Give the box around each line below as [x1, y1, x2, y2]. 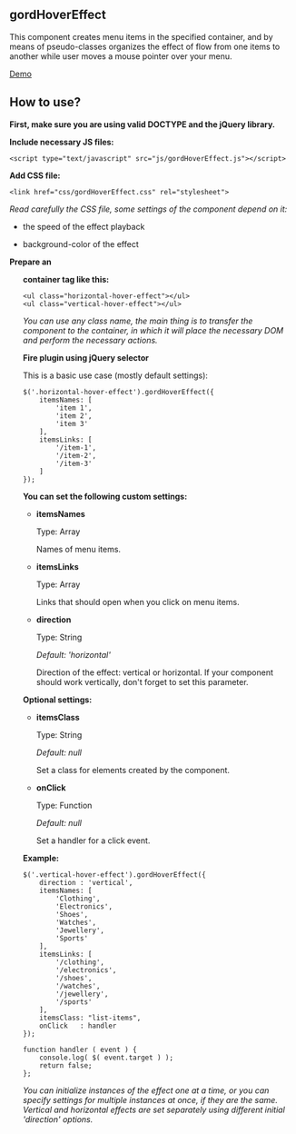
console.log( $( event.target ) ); [39, 1053, 174, 1062]
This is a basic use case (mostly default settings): [22, 370, 209, 381]
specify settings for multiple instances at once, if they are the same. [22, 1094, 279, 1105]
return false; [39, 1060, 93, 1070]
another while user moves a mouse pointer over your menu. [9, 50, 233, 62]
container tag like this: [22, 274, 110, 284]
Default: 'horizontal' [35, 649, 112, 660]
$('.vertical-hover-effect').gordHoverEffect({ [22, 870, 206, 880]
